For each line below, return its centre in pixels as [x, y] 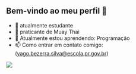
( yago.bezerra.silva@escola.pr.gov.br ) [61, 53]
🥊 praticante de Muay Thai [47, 32]
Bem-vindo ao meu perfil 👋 [56, 11]
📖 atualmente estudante [44, 25]
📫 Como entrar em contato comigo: [59, 45]
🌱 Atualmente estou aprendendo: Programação [72, 38]
